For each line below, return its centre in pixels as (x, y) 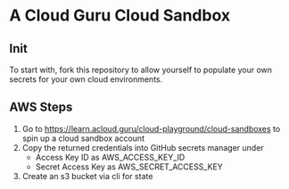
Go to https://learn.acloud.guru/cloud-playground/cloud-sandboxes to (151, 128)
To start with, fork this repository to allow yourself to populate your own (141, 70)
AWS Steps (41, 107)
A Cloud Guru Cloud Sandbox (120, 16)
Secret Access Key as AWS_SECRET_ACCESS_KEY (129, 167)
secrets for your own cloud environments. (86, 79)
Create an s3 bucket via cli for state (87, 176)
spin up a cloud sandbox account (83, 138)
